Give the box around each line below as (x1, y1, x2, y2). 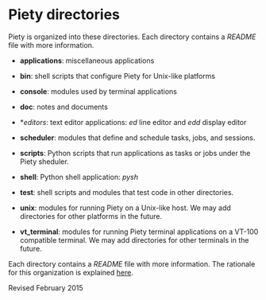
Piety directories (8, 6, 121, 24)
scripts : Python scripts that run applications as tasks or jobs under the (19, 148, 251, 158)
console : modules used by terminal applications (19, 86, 177, 96)
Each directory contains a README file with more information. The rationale (8, 259, 256, 268)
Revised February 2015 (8, 282, 83, 292)
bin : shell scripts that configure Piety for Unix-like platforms (19, 71, 216, 80)
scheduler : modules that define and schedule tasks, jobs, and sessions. (19, 133, 256, 142)
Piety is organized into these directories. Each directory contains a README (8, 32, 256, 41)
